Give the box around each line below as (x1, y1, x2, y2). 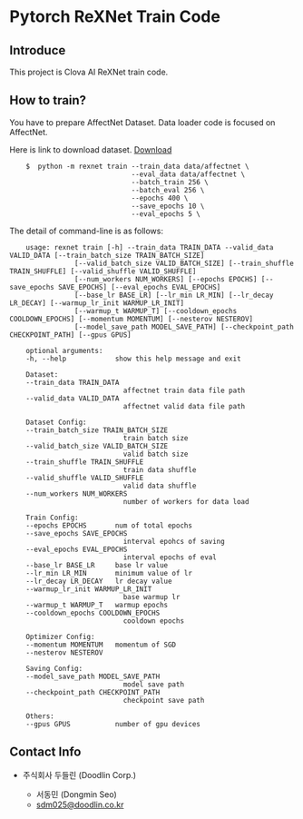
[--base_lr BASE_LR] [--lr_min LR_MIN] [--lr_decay (73, 291, 274, 300)
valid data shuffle (122, 481, 197, 490)
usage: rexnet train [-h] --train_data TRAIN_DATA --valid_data (25, 242, 274, 252)
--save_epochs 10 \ (131, 202, 205, 211)
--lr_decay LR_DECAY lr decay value (25, 577, 172, 586)
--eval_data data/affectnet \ (131, 170, 246, 179)
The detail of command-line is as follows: (9, 225, 163, 236)
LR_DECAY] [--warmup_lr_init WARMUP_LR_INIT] (9, 298, 184, 308)
